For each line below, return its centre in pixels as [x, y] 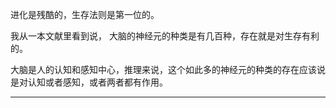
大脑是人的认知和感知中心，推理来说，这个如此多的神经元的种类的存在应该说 [168, 69]
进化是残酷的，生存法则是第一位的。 [85, 14]
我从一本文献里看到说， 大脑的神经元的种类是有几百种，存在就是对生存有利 [165, 36]
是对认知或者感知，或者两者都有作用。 [89, 82]
